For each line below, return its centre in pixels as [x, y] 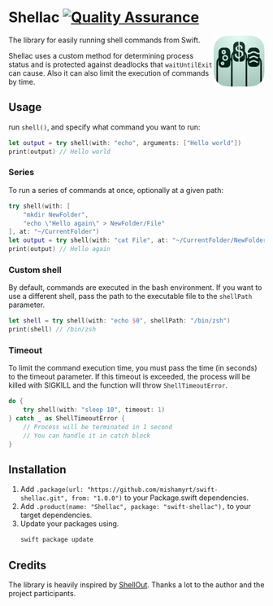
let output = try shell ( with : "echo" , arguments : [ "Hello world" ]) [125, 143]
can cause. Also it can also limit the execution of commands [109, 72]
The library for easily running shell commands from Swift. [104, 40]
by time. [22, 81]
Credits [28, 565]
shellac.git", [44, 498]
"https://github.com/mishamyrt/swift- [152, 490]
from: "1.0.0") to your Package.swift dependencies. [160, 498]
